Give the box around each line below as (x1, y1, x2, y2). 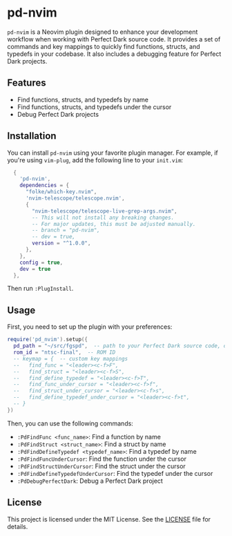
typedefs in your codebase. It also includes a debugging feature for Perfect (7, 50, 222, 58)
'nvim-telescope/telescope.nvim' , (25, 195, 126, 202)
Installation (7, 130, 57, 142)
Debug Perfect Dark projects (17, 110, 99, 118)
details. (7, 522, 28, 530)
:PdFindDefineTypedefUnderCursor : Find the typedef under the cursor (17, 469, 213, 477)
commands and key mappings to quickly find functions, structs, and (7, 42, 200, 50)
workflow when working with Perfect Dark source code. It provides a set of (7, 35, 221, 43)
